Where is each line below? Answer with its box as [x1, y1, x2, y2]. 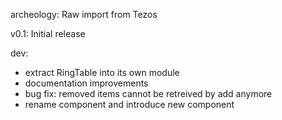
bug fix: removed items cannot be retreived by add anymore [24, 88, 273, 99]
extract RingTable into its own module [24, 67, 180, 78]
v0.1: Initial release [10, 28, 86, 39]
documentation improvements [24, 77, 149, 89]
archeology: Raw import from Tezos [10, 9, 158, 20]
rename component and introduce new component [24, 99, 235, 110]
